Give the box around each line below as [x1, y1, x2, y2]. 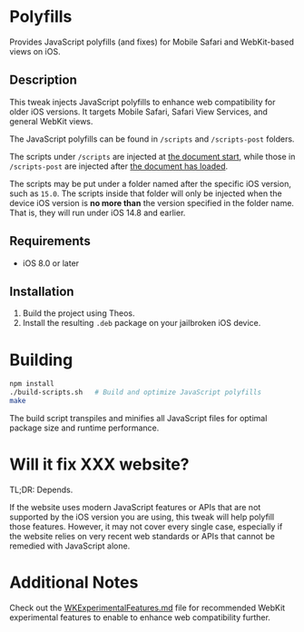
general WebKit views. [9, 115, 93, 126]
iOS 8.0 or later [22, 257, 80, 269]
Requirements [9, 233, 91, 249]
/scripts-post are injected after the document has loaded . [9, 161, 229, 172]
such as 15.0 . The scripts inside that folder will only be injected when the [9, 188, 283, 199]
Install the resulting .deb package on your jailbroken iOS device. [22, 318, 261, 329]
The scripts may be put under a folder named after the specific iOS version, [9, 178, 292, 189]
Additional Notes [9, 572, 139, 593]
